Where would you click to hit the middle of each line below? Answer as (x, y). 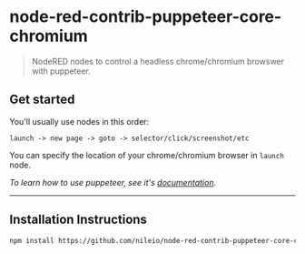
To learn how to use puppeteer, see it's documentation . (113, 182)
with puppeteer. (61, 71)
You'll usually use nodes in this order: (79, 121)
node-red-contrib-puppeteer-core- (146, 17)
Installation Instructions (79, 220)
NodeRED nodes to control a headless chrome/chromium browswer (157, 61)
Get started (42, 100)
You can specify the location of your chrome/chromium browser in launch (147, 155)
